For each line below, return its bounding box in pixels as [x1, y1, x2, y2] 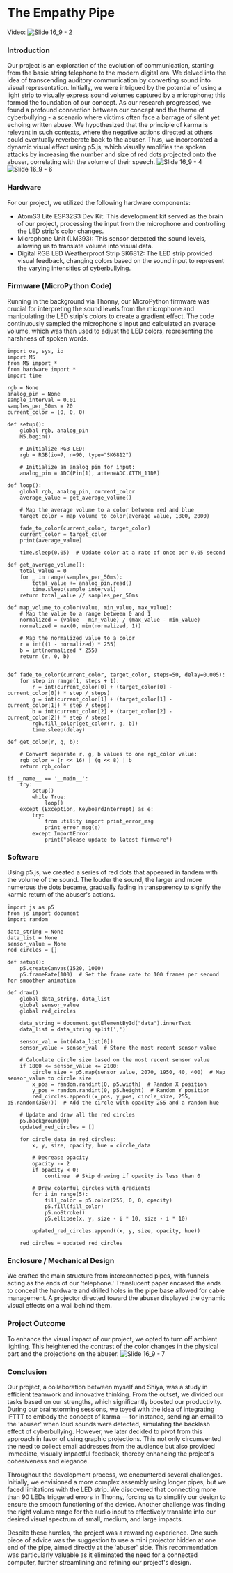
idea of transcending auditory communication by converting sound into [7, 76, 211, 84]
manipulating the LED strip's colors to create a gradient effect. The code [7, 312, 214, 320]
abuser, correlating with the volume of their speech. [7, 158, 156, 166]
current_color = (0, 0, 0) [7, 408, 86, 416]
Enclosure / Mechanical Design [7, 1256, 115, 1266]
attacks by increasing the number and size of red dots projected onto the [7, 150, 217, 158]
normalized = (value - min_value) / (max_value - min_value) [19, 616, 200, 623]
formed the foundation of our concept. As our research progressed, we [7, 98, 211, 107]
